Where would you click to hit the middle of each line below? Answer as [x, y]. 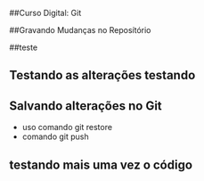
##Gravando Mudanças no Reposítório [80, 30]
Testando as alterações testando [102, 75]
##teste [24, 47]
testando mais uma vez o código [101, 165]
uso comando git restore [67, 128]
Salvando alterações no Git [86, 106]
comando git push [55, 136]
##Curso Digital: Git [45, 13]
